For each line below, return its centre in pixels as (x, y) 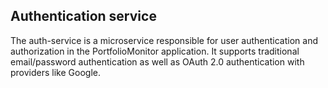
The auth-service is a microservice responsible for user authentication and (164, 40)
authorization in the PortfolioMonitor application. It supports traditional (155, 51)
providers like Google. (55, 72)
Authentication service (83, 16)
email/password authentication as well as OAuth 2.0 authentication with (157, 61)
